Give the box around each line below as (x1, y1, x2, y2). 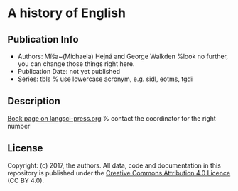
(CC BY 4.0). (7, 176, 45, 185)
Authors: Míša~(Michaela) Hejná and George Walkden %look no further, (17, 52, 229, 60)
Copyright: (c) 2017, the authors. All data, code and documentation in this (7, 161, 222, 170)
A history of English (7, 5, 126, 21)
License (7, 142, 43, 154)
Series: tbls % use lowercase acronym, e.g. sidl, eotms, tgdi (17, 75, 193, 83)
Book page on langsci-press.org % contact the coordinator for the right (7, 114, 217, 122)
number (7, 121, 31, 130)
